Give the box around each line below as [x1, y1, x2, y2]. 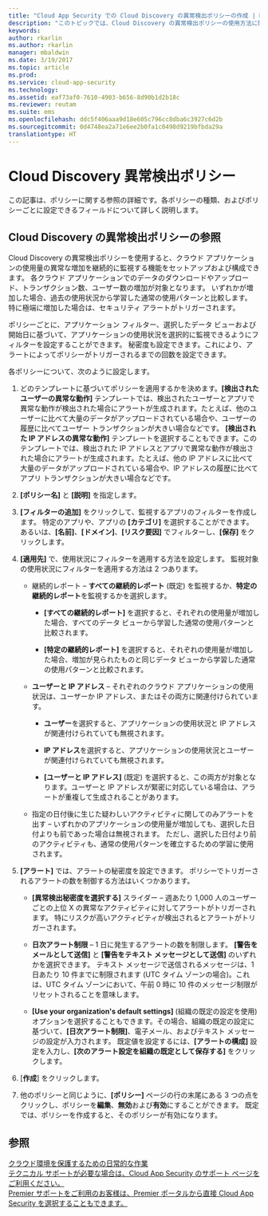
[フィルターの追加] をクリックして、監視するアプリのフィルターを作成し [19, 507, 258, 517]
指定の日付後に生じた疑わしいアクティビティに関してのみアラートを [31, 809, 254, 819]
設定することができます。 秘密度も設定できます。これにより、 [42, 340, 246, 349]
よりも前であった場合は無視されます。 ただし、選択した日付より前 [38, 829, 257, 839]
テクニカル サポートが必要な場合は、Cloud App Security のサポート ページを [8, 1169, 261, 1179]
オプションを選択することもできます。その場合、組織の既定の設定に [31, 1017, 255, 1026]
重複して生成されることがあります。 [65, 793, 183, 802]
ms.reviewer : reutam [8, 100, 77, 108]
